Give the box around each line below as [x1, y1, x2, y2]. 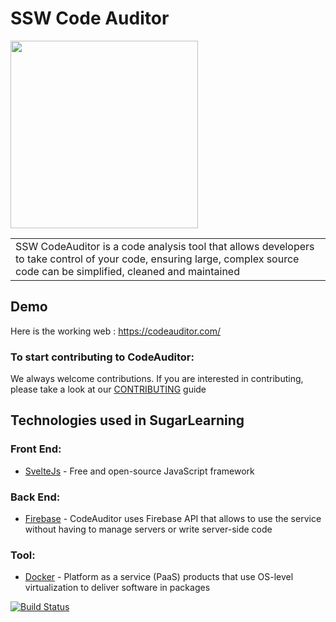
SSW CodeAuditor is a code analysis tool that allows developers [15, 239, 315, 253]
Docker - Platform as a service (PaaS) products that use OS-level [24, 571, 294, 583]
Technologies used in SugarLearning [10, 412, 245, 429]
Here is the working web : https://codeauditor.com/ [10, 325, 222, 337]
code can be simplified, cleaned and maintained [15, 264, 240, 278]
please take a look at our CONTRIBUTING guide [10, 383, 207, 396]
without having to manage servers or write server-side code [24, 523, 273, 536]
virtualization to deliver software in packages [24, 582, 211, 594]
